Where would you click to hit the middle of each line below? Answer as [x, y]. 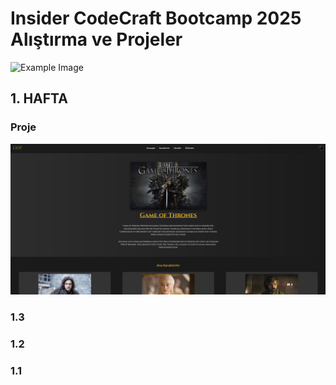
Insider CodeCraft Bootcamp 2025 [156, 18]
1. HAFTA [39, 98]
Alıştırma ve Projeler [96, 39]
